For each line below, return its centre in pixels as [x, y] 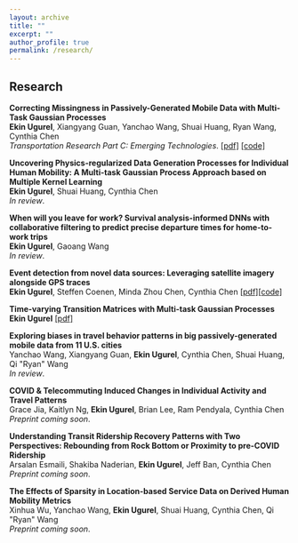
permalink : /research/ [51, 51]
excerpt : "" [31, 34]
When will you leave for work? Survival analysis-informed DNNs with [139, 218]
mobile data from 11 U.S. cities [66, 345]
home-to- [254, 227]
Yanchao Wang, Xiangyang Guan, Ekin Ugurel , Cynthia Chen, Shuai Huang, [147, 354]
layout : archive [39, 17]
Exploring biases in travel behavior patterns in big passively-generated [143, 335]
